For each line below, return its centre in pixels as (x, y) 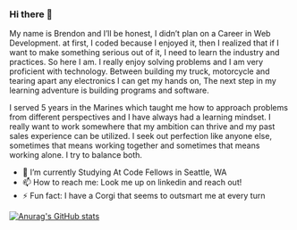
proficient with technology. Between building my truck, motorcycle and (140, 71)
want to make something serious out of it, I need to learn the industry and (144, 53)
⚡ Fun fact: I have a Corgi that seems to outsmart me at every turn (144, 196)
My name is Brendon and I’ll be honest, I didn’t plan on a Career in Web (140, 34)
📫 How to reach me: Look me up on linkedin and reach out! (132, 183)
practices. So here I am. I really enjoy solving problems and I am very (136, 62)
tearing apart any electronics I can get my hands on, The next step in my (143, 81)
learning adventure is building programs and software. (109, 90)
